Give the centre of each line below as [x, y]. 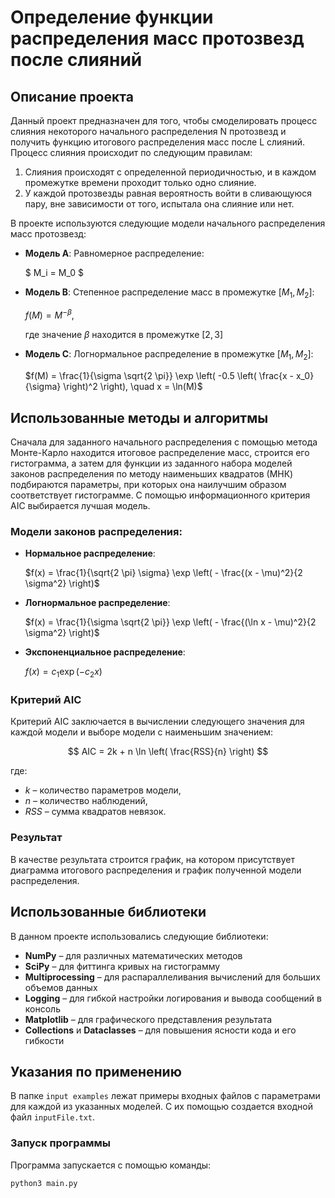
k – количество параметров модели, [103, 790]
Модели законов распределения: [96, 531]
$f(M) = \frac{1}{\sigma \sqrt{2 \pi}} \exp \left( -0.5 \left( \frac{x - [159, 376]
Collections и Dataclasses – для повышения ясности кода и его [160, 1030]
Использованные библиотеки [108, 912]
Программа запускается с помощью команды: [111, 1165]
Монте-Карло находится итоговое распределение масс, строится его [160, 453]
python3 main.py [44, 1183]
